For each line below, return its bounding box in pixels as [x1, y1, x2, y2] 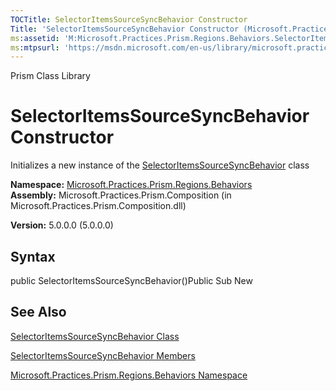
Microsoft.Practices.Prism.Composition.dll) [10, 200, 187, 212]
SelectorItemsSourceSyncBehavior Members [10, 349, 196, 361]
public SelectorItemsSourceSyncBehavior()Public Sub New [10, 275, 253, 286]
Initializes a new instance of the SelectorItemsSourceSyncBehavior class [10, 159, 310, 171]
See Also [10, 304, 67, 321]
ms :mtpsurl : [10, 42, 60, 53]
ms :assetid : [10, 33, 60, 43]
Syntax [10, 248, 56, 265]
